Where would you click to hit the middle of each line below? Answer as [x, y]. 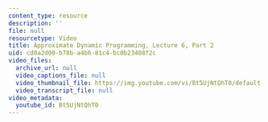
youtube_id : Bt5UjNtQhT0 [57, 105]
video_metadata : [35, 98]
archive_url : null [47, 68]
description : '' [35, 23]
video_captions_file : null [61, 75]
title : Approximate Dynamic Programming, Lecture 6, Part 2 [111, 46]
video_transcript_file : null [64, 90]
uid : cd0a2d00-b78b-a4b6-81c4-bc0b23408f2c [82, 53]
